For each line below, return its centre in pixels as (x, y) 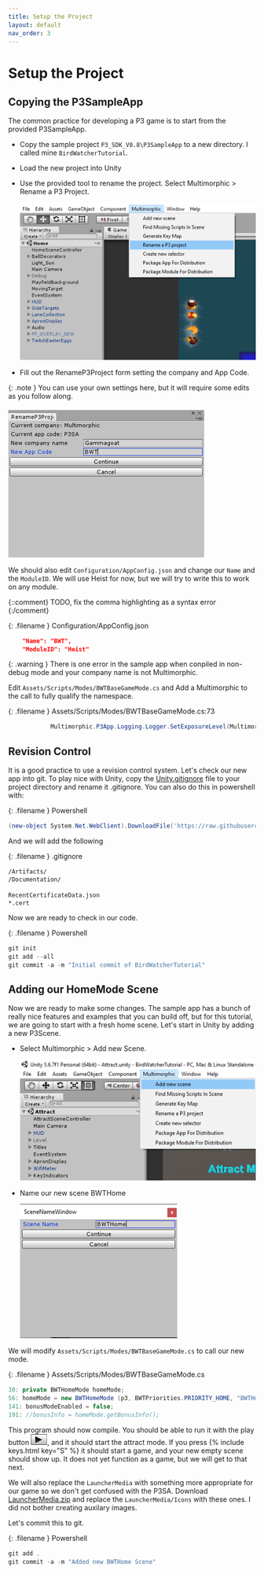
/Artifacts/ (27, 872)
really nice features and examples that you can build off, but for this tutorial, (130, 1017)
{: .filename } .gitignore (45, 856)
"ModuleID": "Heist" (56, 649)
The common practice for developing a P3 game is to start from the (117, 121)
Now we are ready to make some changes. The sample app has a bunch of (130, 1008)
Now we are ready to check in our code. (73, 918)
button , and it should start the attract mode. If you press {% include (126, 1442)
